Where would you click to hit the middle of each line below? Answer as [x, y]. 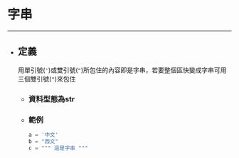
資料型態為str [52, 98]
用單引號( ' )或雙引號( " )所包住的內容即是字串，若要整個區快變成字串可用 [122, 70]
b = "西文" [43, 141]
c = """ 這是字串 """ [58, 148]
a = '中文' [43, 135]
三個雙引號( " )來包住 [47, 79]
